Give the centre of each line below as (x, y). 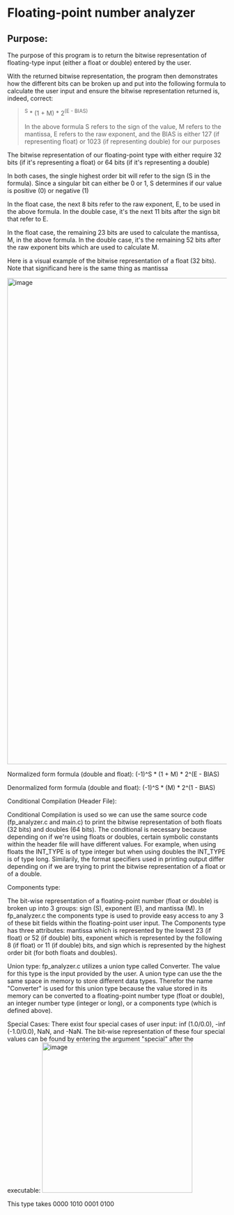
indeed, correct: (30, 98)
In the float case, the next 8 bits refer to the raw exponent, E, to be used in (114, 204)
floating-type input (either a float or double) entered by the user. (99, 63)
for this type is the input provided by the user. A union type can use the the (115, 973)
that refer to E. (28, 219)
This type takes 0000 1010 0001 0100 (61, 1204)
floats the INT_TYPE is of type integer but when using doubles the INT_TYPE (117, 851)
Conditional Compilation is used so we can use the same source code (107, 814)
